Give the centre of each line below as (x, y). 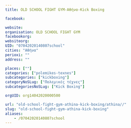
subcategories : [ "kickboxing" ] (37, 78)
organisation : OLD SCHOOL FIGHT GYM (43, 32)
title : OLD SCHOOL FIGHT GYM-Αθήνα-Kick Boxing (55, 10)
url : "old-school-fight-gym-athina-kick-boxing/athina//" (66, 104)
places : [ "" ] (18, 68)
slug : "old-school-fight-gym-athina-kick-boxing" (57, 109)
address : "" (17, 60)
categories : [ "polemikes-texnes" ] (41, 73)
